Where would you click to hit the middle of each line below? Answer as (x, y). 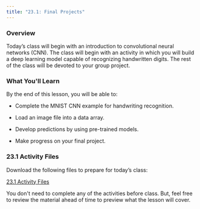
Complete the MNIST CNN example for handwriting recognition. (94, 106)
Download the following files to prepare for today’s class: (77, 170)
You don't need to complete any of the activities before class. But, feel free (99, 193)
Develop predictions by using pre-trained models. (77, 129)
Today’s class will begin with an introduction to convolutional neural (90, 46)
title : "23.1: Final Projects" (46, 12)
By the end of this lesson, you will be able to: (62, 94)
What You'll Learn (33, 81)
